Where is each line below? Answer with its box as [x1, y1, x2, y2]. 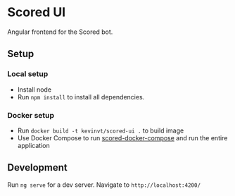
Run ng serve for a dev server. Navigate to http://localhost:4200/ [7, 180, 201, 189]
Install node [17, 85, 51, 94]
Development [7, 161, 68, 173]
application [17, 141, 51, 149]
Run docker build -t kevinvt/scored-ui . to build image [17, 126, 184, 135]
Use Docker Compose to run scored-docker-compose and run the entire [17, 133, 228, 142]
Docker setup [7, 110, 55, 120]
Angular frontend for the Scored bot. [7, 27, 113, 36]
